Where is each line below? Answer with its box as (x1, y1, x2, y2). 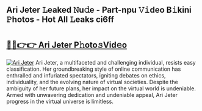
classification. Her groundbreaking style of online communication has (6, 65, 181, 73)
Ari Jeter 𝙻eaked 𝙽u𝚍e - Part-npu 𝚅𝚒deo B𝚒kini (6, 5, 192, 15)
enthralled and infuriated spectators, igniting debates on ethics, (6, 72, 166, 79)
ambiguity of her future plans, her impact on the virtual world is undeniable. (6, 85, 197, 92)
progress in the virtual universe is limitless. (6, 98, 114, 105)
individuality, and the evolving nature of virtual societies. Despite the (6, 79, 178, 85)
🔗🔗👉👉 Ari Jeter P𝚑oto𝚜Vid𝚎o (6, 40, 127, 50)
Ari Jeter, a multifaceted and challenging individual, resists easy (35, 59, 197, 66)
